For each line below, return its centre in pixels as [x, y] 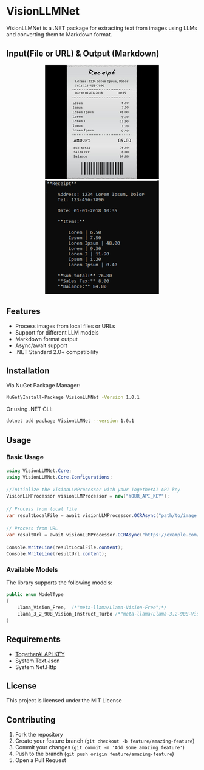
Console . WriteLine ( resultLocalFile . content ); [65, 548]
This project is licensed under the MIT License [64, 701]
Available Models [32, 569]
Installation [28, 371]
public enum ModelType [35, 595]
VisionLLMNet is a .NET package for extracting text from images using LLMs [102, 28]
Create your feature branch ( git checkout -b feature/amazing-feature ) [105, 741]
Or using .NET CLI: [29, 409]
